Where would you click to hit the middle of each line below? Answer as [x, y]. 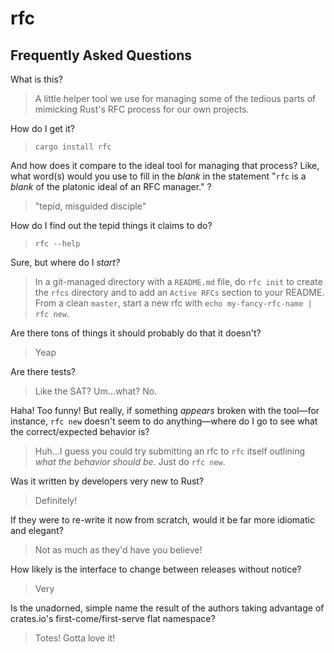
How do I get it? [42, 128]
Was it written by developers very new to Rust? [107, 481]
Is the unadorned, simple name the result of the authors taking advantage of [167, 608]
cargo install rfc [73, 147]
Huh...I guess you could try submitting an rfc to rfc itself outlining [170, 451]
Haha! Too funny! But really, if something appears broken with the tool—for [165, 410]
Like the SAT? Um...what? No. [96, 391]
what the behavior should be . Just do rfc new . [130, 461]
